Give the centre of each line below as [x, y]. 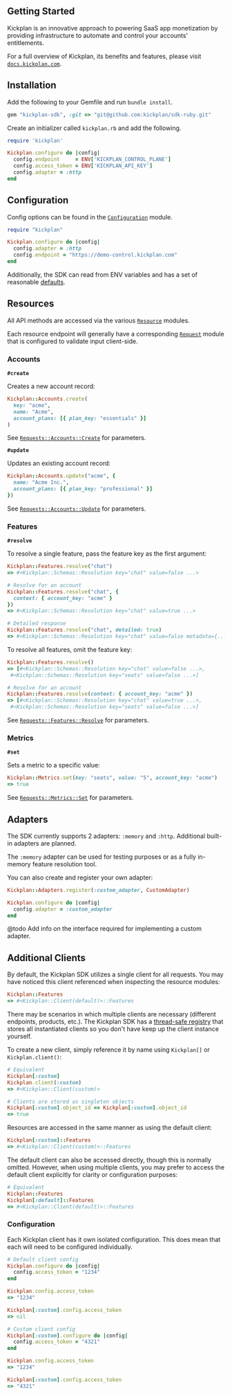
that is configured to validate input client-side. [72, 341]
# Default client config [43, 1259]
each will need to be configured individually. [70, 1247]
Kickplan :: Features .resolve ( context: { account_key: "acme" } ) [100, 694]
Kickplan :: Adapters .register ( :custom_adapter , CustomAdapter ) [98, 890]
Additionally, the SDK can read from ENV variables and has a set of [103, 274]
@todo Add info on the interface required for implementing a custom [105, 929]
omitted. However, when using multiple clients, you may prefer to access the [116, 1167]
